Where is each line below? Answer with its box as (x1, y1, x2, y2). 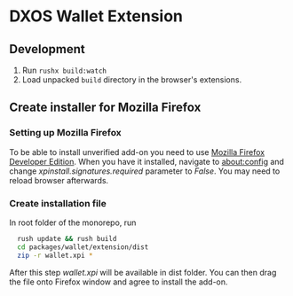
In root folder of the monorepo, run (9, 217, 137, 228)
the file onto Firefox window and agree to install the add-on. (9, 277, 228, 287)
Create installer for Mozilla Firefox (9, 100, 202, 115)
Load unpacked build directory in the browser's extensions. (21, 74, 242, 85)
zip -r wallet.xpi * (17, 251, 93, 260)
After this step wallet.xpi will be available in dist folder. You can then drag (9, 267, 277, 277)
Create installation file (9, 197, 107, 209)
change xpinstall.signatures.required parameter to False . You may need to (9, 166, 281, 176)
